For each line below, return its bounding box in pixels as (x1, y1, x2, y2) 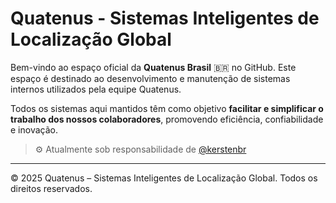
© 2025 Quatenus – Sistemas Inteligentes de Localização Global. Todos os (10, 172, 318, 184)
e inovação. (10, 123, 58, 136)
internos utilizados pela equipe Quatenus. (10, 83, 182, 95)
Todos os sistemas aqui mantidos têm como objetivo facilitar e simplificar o (10, 102, 324, 114)
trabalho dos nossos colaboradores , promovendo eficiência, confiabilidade (10, 113, 324, 125)
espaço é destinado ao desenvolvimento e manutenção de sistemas (10, 72, 291, 84)
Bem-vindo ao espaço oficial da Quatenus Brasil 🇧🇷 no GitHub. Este (10, 61, 297, 73)
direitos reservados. (10, 182, 93, 194)
